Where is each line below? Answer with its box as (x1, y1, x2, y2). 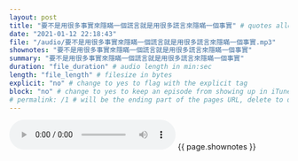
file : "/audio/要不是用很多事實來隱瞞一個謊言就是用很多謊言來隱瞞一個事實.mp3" (9, 37, 277, 47)
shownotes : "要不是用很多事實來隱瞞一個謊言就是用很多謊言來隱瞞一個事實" (9, 46, 253, 55)
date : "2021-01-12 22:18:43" (9, 29, 117, 38)
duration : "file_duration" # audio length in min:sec (9, 63, 213, 72)
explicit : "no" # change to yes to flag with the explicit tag (9, 79, 248, 88)
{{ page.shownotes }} (176, 142, 256, 152)
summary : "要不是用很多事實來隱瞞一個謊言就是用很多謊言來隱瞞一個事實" (9, 54, 245, 63)
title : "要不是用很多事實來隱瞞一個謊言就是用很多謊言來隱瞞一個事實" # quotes (9, 21, 272, 30)
